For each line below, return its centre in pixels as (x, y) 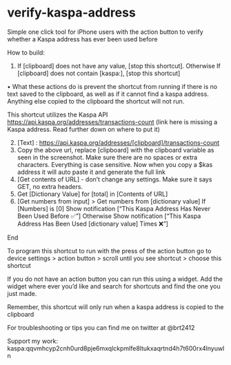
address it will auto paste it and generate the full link (91, 172)
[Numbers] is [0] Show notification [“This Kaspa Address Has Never (113, 208)
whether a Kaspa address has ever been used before (82, 39)
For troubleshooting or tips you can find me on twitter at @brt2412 (101, 327)
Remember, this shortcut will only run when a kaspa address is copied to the (115, 307)
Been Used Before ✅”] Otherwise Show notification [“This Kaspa (109, 216)
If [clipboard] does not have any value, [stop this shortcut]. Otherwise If (119, 66)
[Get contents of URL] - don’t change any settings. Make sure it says (114, 179)
